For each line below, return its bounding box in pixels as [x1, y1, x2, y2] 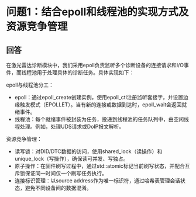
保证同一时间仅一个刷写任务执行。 [25, 170, 107, 177]
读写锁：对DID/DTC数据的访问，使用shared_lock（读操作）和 [14, 148, 163, 155]
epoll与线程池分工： [6, 81, 54, 88]
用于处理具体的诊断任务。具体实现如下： [36, 69, 135, 76]
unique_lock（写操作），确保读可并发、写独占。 [14, 155, 129, 162]
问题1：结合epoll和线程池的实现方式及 [6, 5, 189, 19]
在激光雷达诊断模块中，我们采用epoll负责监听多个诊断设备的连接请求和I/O [6, 62, 184, 68]
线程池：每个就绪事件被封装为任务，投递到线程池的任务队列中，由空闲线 [14, 116, 189, 123]
